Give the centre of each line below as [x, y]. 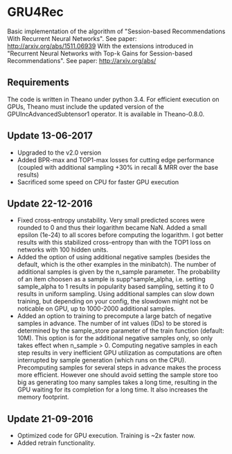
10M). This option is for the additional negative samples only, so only [115, 338]
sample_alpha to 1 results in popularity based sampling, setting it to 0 [116, 287]
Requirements [38, 83]
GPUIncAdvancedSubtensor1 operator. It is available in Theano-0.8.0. [106, 114]
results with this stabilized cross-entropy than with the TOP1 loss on [114, 243]
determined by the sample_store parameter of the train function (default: [121, 331]
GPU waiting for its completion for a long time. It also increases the [113, 390]
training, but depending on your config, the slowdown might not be [113, 302]
